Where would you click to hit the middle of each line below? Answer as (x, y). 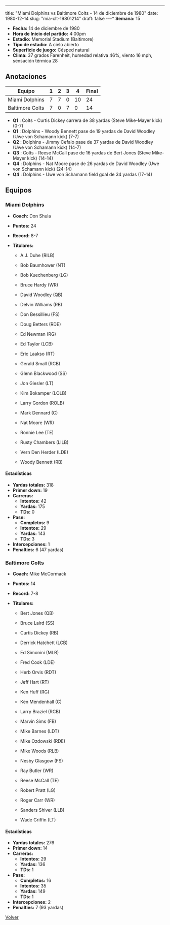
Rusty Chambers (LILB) (44, 442)
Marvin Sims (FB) (38, 721)
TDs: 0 (27, 512)
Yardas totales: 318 (33, 485)
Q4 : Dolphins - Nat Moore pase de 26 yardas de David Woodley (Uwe (86, 164)
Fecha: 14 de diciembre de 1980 (46, 28)
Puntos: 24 (24, 226)
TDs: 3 (27, 538)
